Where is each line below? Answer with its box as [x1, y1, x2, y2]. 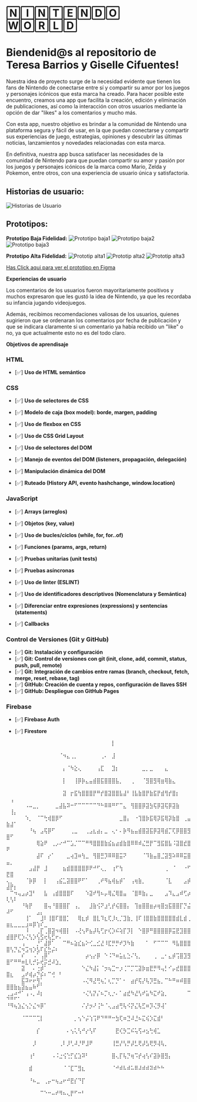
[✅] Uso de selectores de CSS [14, 397, 89, 404]
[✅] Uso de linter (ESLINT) [14, 578, 80, 585]
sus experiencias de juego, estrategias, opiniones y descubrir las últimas [6, 133, 182, 140]
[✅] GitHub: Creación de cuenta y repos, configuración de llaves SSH [14, 681, 187, 688]
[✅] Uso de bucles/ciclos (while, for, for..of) [14, 531, 123, 538]
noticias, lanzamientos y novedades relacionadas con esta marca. [6, 139, 166, 147]
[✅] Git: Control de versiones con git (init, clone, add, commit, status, [14, 655, 187, 662]
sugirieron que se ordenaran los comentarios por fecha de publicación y [6, 317, 181, 324]
